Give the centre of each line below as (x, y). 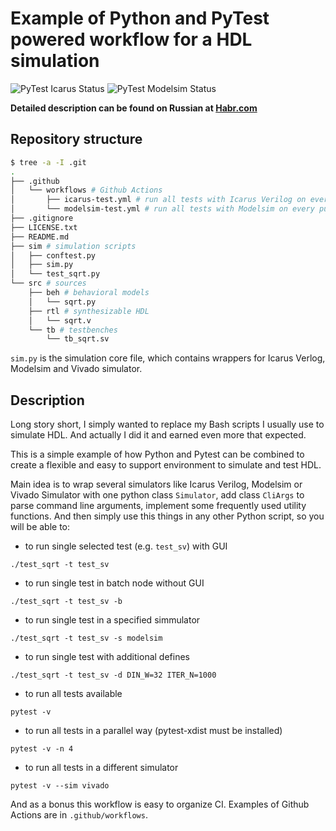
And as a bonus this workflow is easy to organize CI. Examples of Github (160, 804)
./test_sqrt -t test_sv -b (66, 602)
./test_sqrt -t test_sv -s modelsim (86, 638)
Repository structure (76, 139)
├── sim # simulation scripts (73, 246)
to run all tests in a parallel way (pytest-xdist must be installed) (153, 731)
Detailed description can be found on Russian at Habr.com (134, 108)
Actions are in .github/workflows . (79, 815)
